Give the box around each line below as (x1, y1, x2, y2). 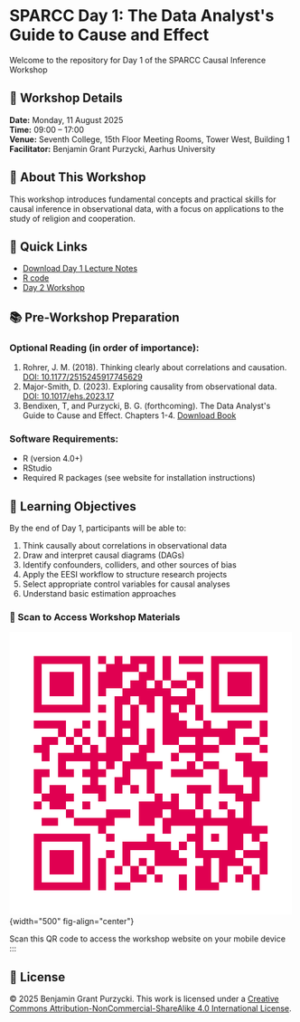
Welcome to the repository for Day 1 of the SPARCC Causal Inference (9, 54, 267, 65)
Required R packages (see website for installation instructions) (22, 473, 256, 483)
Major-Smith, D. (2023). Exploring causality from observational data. (22, 381, 277, 392)
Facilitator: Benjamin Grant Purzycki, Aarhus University (9, 143, 216, 154)
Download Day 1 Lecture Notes (22, 263, 138, 274)
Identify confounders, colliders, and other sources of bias (22, 559, 237, 570)
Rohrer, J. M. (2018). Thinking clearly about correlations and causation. (22, 362, 287, 373)
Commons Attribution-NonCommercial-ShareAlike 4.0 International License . (9, 1003, 292, 1014)
